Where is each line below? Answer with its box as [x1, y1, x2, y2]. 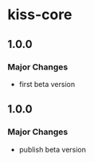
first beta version [18, 79, 76, 89]
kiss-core [7, 6, 72, 24]
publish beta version [18, 144, 87, 154]
